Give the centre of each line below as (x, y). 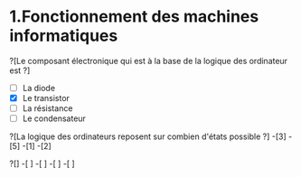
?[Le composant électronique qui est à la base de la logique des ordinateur (148, 61)
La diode (39, 88)
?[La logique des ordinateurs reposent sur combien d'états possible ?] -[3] (148, 136)
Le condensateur (54, 118)
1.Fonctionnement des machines (134, 17)
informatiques (64, 36)
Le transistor (46, 98)
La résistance (47, 108)
